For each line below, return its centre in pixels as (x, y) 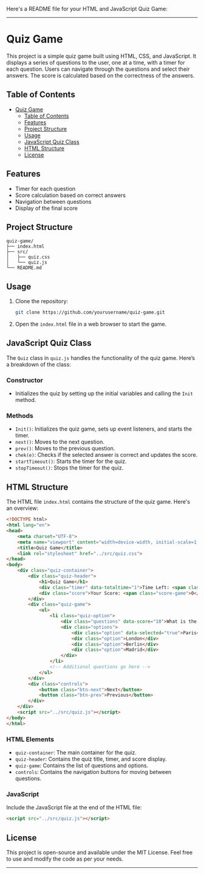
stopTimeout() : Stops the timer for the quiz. (69, 468)
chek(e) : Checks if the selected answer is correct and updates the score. (106, 455)
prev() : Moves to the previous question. (65, 448)
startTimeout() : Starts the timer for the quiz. (71, 461)
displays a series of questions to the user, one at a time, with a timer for (96, 62)
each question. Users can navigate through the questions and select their (98, 69)
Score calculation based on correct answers (70, 195)
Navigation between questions (53, 201)
